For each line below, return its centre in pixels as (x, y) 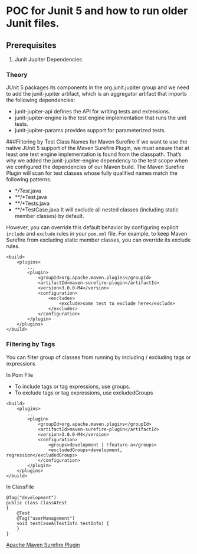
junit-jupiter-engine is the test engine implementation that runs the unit (101, 118)
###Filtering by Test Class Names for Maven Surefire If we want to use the (97, 142)
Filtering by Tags (31, 344)
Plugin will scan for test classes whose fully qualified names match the (92, 173)
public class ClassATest (37, 503)
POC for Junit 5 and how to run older (97, 11)
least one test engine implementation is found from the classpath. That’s (94, 154)
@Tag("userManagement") (46, 518)
